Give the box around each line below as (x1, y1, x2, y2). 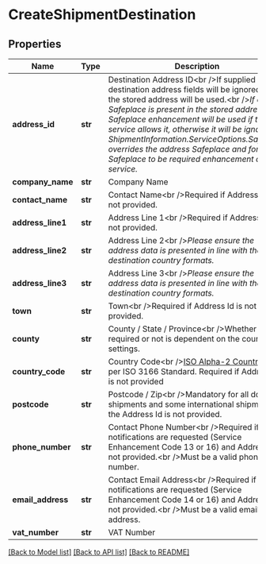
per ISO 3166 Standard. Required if (108, 366, 240, 377)
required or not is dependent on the (108, 334, 240, 344)
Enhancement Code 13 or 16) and (108, 442, 236, 452)
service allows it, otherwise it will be (108, 124, 242, 134)
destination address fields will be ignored (108, 84, 261, 95)
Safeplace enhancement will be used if (108, 114, 253, 125)
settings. (108, 343, 141, 354)
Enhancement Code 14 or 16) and (108, 494, 236, 505)
